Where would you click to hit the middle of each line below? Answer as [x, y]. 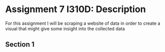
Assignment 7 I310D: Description [76, 9]
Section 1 [20, 45]
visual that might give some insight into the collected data [65, 28]
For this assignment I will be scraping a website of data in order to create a [83, 23]
